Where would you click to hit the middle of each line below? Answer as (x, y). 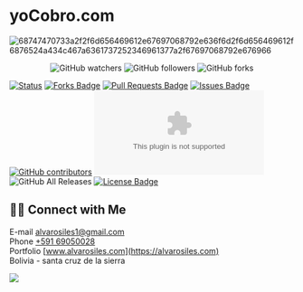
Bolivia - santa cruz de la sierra (67, 260)
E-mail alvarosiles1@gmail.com (67, 231)
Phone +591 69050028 (52, 241)
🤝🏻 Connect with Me (68, 210)
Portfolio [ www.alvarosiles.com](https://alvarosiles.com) (114, 250)
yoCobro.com (62, 16)
